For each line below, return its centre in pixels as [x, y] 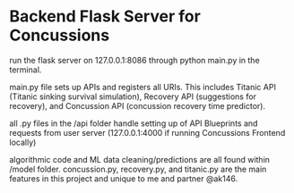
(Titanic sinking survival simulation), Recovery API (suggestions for [133, 96]
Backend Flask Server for [105, 17]
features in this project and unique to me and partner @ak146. [124, 178]
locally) [23, 142]
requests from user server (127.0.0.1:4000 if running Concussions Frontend [147, 132]
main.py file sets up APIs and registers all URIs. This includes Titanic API [143, 87]
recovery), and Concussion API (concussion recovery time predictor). [138, 105]
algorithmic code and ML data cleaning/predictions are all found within [140, 159]
